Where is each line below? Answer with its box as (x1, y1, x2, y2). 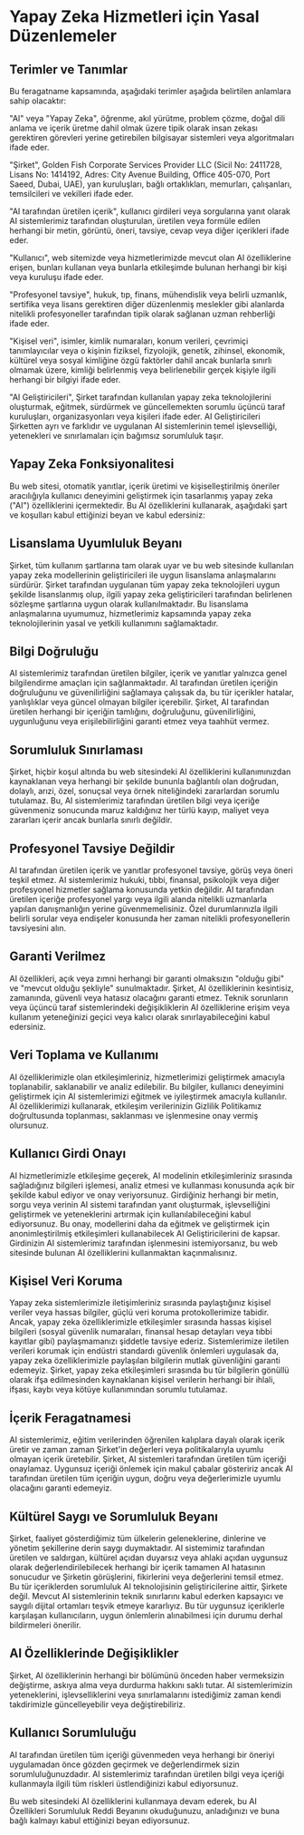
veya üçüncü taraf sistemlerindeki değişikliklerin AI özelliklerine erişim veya (9, 1002, 290, 1013)
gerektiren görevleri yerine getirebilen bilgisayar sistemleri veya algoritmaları (9, 132, 295, 142)
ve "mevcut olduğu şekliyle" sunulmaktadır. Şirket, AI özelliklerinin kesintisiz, (9, 982, 294, 994)
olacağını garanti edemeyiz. (9, 1482, 113, 1493)
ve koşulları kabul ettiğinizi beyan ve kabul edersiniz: (9, 510, 205, 520)
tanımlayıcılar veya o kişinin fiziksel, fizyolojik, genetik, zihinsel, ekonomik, (9, 345, 286, 355)
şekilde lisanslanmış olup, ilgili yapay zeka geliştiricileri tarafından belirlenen (9, 588, 292, 599)
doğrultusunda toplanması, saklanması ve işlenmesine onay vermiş (9, 1110, 259, 1121)
